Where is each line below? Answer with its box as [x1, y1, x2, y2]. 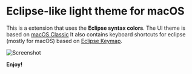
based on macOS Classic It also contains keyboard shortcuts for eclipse [6, 30, 186, 38]
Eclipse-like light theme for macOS [6, 4, 185, 18]
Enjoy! [6, 61, 23, 68]
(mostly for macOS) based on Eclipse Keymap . [6, 37, 123, 44]
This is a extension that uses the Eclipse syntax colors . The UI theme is [6, 24, 186, 32]
